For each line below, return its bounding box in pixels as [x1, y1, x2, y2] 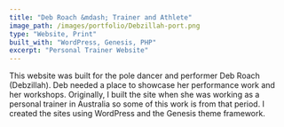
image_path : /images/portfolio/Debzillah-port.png [9, 21, 201, 30]
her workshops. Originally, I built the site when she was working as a [9, 90, 260, 100]
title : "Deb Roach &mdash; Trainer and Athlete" [9, 12, 193, 22]
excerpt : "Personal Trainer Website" [9, 46, 149, 55]
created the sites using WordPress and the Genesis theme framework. [9, 108, 266, 119]
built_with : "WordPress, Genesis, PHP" [9, 37, 157, 47]
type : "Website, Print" [9, 29, 98, 38]
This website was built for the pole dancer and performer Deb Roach [9, 70, 260, 81]
